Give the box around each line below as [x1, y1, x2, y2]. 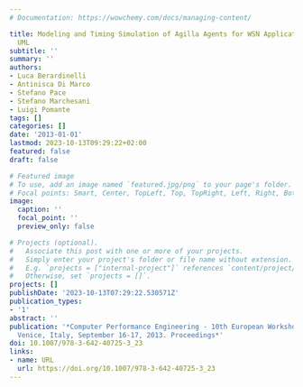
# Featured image [9, 171, 75, 180]
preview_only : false [17, 222, 95, 231]
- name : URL [9, 355, 54, 365]
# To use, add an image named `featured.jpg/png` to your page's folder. [9, 180, 293, 189]
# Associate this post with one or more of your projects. [9, 246, 244, 255]
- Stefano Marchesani [9, 97, 91, 106]
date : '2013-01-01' [9, 130, 83, 140]
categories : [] [9, 122, 67, 131]
